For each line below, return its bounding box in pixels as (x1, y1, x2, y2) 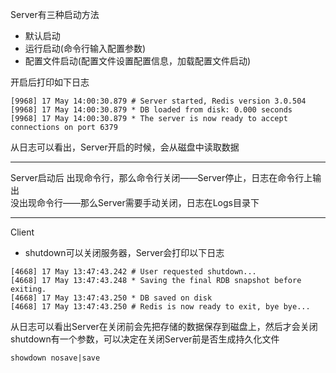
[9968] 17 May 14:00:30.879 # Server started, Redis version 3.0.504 (10, 96, 307, 106)
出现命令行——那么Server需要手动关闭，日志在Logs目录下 (18, 197, 260, 208)
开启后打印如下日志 (10, 76, 90, 88)
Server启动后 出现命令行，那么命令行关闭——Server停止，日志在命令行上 (10, 172, 313, 183)
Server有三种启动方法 (10, 9, 100, 20)
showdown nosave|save (10, 353, 101, 363)
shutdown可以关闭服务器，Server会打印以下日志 (24, 247, 225, 258)
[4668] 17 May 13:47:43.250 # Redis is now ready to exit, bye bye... (10, 302, 311, 312)
